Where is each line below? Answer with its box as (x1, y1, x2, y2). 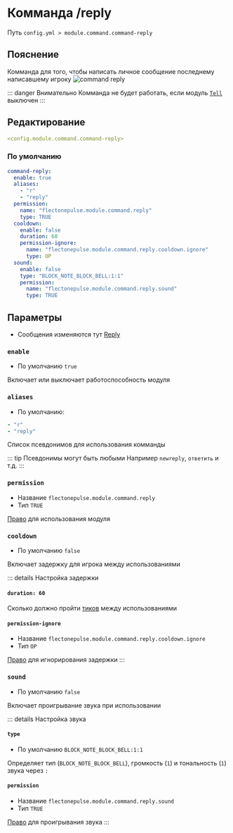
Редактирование (7, 116, 86, 128)
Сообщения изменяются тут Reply (17, 330, 121, 339)
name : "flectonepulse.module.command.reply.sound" (25, 285, 178, 293)
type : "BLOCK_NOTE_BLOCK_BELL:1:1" (20, 273, 124, 280)
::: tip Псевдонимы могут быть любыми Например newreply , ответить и (7, 454, 219, 463)
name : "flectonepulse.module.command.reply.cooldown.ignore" (25, 246, 209, 253)
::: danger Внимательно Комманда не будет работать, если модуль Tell (7, 88, 222, 96)
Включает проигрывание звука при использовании (7, 701, 161, 709)
